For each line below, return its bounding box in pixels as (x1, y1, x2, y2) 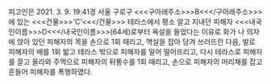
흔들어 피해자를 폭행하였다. (8, 67, 93, 76)
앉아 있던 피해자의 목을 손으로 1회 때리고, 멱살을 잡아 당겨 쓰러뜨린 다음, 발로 (16, 37, 256, 46)
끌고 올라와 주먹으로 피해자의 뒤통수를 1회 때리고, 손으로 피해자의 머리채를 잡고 (16, 57, 263, 66)
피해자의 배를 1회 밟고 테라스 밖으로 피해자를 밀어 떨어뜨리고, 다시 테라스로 (8, 47, 242, 56)
